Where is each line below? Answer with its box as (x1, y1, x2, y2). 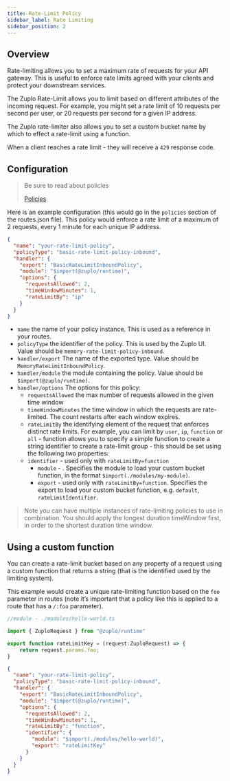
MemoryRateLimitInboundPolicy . (16, 362, 106, 370)
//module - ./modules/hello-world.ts (7, 615, 115, 623)
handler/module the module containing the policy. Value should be (16, 369, 204, 377)
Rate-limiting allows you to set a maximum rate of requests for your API (7, 67, 209, 75)
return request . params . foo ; (19, 646, 100, 654)
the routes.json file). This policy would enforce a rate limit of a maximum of (7, 215, 219, 224)
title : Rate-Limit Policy (7, 10, 81, 17)
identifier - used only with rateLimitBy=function (27, 457, 170, 465)
